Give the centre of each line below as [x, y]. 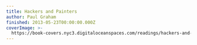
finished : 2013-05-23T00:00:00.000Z [51, 22]
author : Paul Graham [31, 17]
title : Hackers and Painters [42, 11]
